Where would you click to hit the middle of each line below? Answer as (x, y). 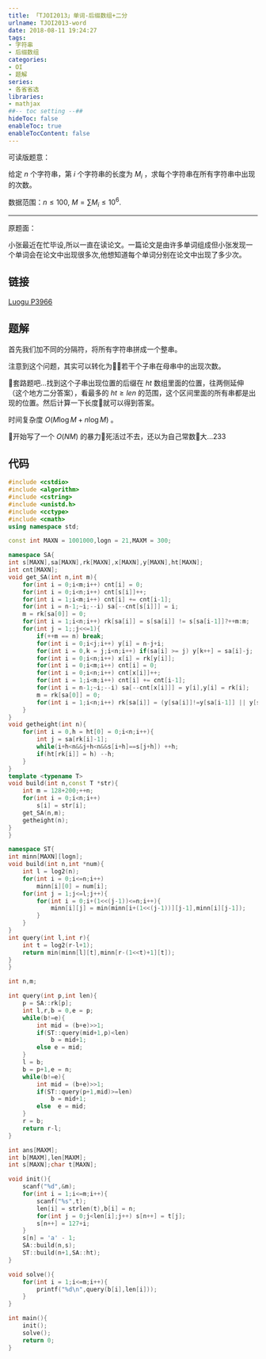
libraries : (26, 97)
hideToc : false (33, 119)
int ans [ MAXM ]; (33, 1150)
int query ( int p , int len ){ (53, 996)
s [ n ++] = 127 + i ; (63, 1223)
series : (21, 82)
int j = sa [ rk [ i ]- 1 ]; (72, 739)
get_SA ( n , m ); (44, 813)
